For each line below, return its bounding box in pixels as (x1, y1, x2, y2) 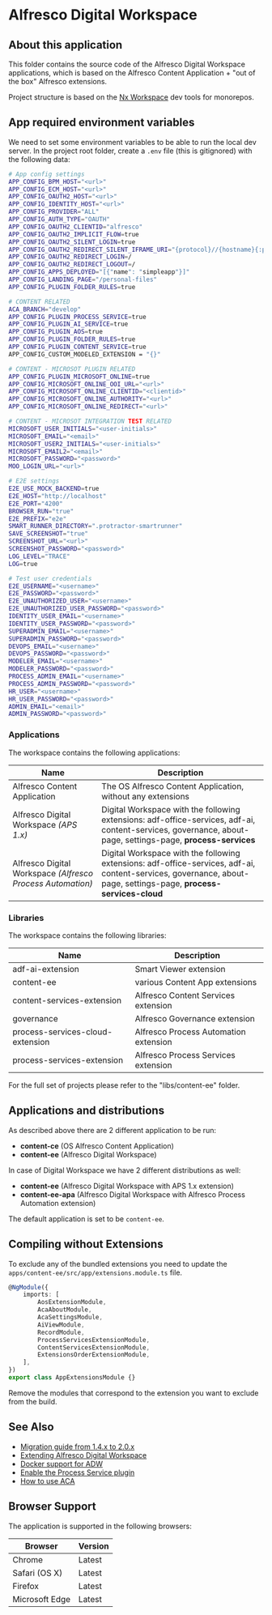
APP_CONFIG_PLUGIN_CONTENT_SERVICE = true (8, 343, 147, 352)
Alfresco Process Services (134, 1049, 236, 1060)
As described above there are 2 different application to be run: (8, 1125, 217, 1135)
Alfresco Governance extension (134, 1012, 255, 1024)
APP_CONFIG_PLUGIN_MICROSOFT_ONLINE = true (8, 373, 151, 381)
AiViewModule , (37, 1320, 85, 1329)
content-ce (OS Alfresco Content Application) (19, 1140, 174, 1151)
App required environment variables (8, 116, 195, 130)
